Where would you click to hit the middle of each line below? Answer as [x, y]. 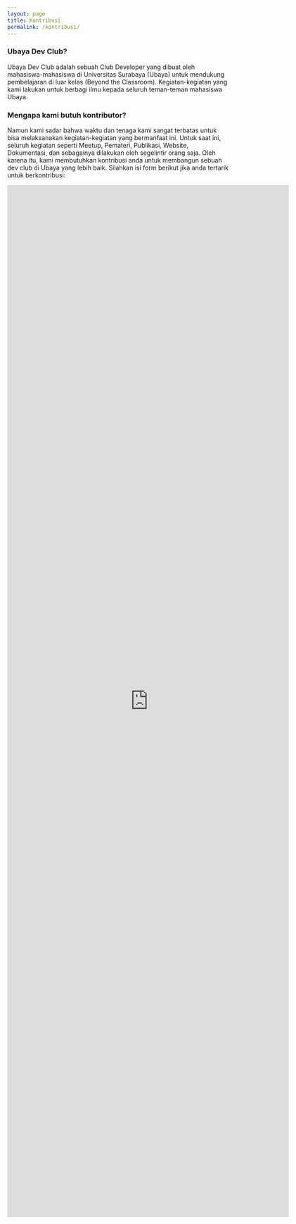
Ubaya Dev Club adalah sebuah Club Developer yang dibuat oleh [101, 67]
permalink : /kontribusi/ [44, 27]
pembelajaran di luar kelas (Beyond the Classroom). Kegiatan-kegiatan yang [117, 82]
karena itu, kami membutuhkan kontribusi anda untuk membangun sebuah [115, 160]
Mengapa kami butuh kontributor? [67, 115]
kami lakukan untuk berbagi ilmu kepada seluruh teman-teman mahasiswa [115, 89]
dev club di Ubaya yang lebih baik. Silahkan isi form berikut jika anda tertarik [118, 168]
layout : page [26, 14]
